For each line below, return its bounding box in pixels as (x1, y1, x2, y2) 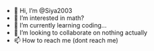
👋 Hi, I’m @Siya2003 (13, 7, 73, 14)
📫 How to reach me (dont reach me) (13, 37, 119, 44)
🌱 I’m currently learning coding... (13, 21, 107, 29)
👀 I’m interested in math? (13, 14, 84, 22)
